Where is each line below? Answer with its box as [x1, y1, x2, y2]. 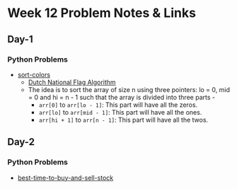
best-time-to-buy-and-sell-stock [17, 173, 114, 182]
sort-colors [17, 70, 51, 79]
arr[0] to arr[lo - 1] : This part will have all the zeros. [38, 101, 198, 109]
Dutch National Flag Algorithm [28, 78, 116, 86]
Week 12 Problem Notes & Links [7, 5, 197, 21]
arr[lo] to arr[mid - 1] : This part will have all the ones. [38, 108, 202, 116]
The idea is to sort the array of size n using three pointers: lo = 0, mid [28, 85, 230, 93]
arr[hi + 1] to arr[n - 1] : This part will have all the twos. [38, 115, 209, 124]
